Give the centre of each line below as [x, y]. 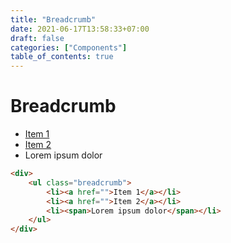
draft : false [37, 38]
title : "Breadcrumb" [53, 19]
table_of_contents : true [62, 57]
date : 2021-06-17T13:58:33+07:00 [80, 29]
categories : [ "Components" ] [69, 47]
